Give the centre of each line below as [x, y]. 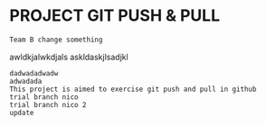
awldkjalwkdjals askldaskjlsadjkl [69, 57]
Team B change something [56, 40]
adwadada [26, 81]
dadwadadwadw [34, 73]
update [22, 112]
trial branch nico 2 [48, 104]
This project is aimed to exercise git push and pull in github [133, 89]
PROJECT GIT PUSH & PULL [114, 16]
